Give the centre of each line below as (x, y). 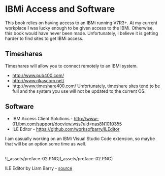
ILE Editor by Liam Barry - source (39, 168)
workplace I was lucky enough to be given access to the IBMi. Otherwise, (80, 28)
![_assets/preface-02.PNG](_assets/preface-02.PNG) (59, 158)
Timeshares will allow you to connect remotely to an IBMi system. (71, 66)
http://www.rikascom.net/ (38, 80)
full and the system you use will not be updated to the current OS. (79, 91)
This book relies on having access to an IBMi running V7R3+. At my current (81, 23)
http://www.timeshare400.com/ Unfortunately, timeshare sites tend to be (86, 86)
